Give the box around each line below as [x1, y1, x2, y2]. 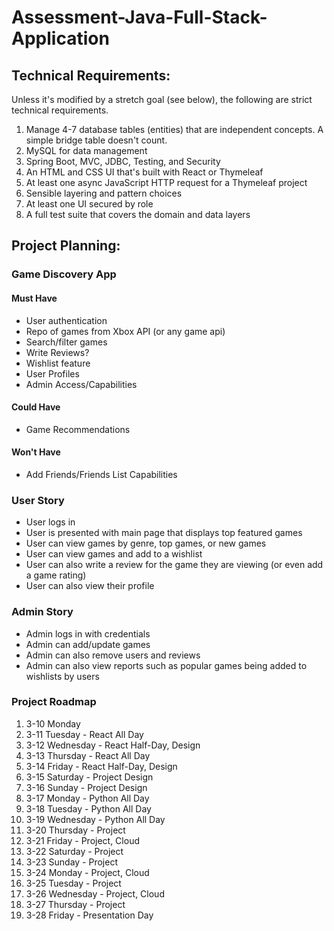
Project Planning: [11, 237, 121, 255]
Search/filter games [25, 336, 108, 348]
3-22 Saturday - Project [25, 845, 124, 857]
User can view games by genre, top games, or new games [25, 537, 267, 550]
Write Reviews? [25, 346, 90, 358]
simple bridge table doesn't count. [25, 134, 168, 146]
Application [11, 27, 110, 50]
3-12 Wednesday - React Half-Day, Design [25, 739, 201, 751]
